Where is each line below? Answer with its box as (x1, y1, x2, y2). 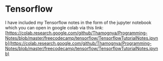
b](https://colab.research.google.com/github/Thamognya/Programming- (5, 40, 152, 46)
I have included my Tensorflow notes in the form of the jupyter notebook (5, 20, 152, 25)
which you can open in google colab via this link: (5, 24, 104, 30)
